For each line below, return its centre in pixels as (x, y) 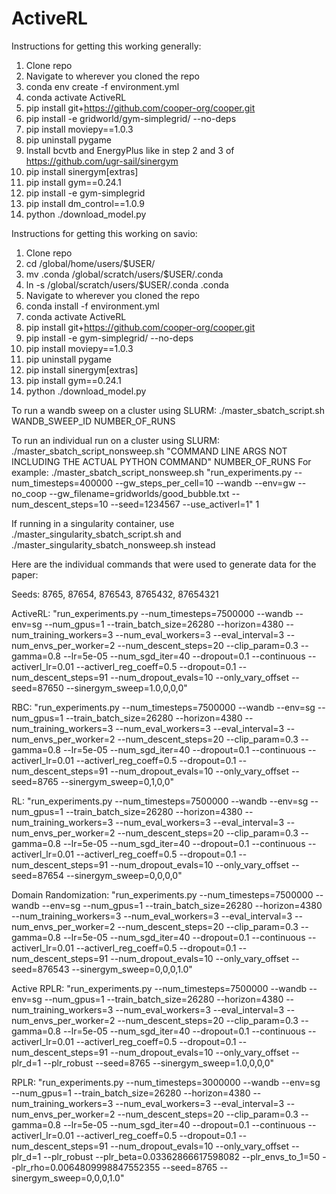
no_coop (29, 493)
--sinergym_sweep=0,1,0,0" (117, 781)
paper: (25, 574)
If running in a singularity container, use (93, 523)
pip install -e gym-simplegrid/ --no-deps (109, 338)
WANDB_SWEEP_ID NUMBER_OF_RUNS (93, 421)
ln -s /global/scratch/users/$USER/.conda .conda (127, 284)
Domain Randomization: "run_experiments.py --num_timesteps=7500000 (162, 894)
